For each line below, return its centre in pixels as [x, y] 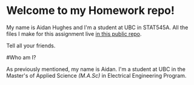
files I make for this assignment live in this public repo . [74, 33]
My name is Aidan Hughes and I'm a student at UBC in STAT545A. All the [97, 27]
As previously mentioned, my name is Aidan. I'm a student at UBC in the [96, 69]
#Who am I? [21, 57]
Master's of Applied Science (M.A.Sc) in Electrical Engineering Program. [96, 75]
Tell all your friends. [31, 46]
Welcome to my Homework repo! [90, 11]
